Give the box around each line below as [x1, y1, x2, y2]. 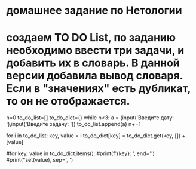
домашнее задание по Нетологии [6, 4, 182, 17]
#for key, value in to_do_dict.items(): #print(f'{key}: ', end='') [6, 150, 155, 157]
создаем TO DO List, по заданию [6, 31, 176, 45]
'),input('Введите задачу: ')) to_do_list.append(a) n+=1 [6, 121, 141, 128]
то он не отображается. [6, 94, 130, 108]
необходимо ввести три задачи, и [6, 44, 185, 57]
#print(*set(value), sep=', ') [6, 156, 73, 164]
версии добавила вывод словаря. [6, 69, 183, 82]
